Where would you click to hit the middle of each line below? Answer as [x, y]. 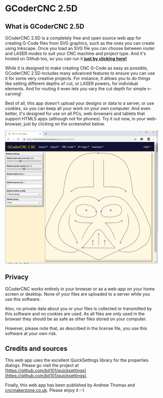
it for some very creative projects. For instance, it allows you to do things [78, 78]
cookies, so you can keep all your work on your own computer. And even [78, 108]
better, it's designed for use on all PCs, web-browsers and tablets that [75, 114]
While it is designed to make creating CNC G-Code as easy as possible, [77, 68]
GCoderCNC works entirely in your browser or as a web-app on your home [80, 289]
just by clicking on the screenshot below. [64, 124]
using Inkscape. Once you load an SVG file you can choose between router [80, 48]
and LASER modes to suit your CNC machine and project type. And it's [76, 53]
